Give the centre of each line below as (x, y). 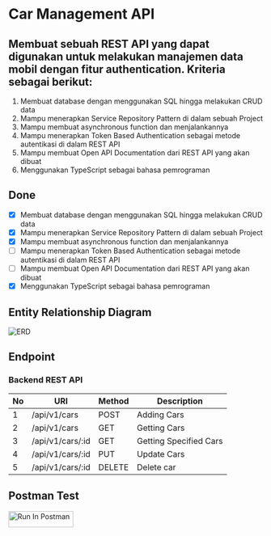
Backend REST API (46, 380)
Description (180, 401)
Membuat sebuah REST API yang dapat (109, 44)
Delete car (157, 467)
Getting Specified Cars (180, 441)
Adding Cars (161, 415)
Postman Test (44, 496)
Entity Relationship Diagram (80, 312)
